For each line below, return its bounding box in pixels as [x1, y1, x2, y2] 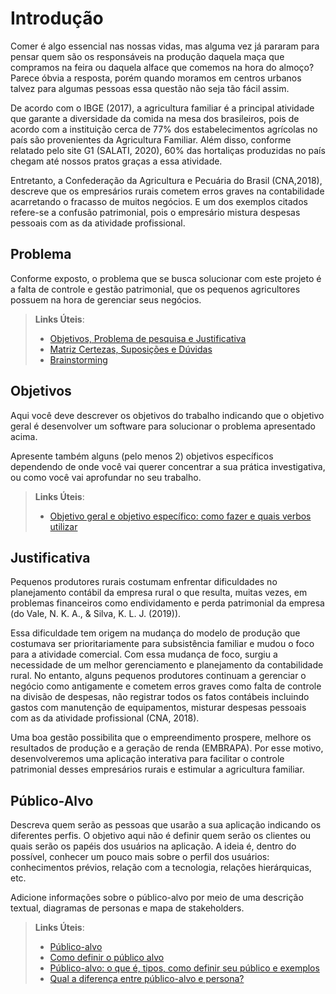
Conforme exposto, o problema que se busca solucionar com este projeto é [10, 272, 322, 284]
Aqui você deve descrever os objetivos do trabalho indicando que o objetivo [10, 409, 325, 421]
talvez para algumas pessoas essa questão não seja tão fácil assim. [10, 82, 290, 94]
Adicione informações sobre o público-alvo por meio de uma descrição [10, 892, 304, 904]
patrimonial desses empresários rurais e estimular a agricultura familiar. [10, 763, 305, 776]
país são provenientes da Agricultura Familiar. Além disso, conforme [10, 133, 292, 146]
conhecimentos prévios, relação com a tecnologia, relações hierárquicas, [10, 862, 312, 874]
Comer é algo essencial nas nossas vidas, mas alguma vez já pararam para [10, 40, 320, 52]
